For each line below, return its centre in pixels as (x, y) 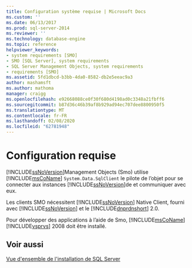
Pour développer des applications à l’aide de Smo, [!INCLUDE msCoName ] (96, 220)
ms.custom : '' (24, 17)
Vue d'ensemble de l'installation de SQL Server (63, 259)
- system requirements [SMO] (42, 55)
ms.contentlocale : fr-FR (37, 115)
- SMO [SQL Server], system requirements (58, 61)
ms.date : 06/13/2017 (32, 22)
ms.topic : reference (32, 45)
